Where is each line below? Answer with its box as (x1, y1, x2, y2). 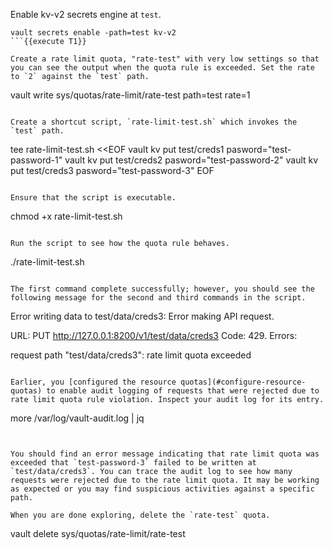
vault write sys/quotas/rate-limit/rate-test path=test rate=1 (10, 89, 251, 101)
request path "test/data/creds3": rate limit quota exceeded (10, 349, 252, 361)
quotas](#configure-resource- (180, 377, 307, 387)
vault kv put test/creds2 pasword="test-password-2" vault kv (64, 154, 319, 166)
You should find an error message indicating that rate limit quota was (10, 449, 320, 459)
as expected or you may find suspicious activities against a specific (10, 484, 315, 494)
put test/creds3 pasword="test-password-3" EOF (10, 165, 215, 176)
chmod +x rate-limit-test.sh (10, 210, 123, 222)
